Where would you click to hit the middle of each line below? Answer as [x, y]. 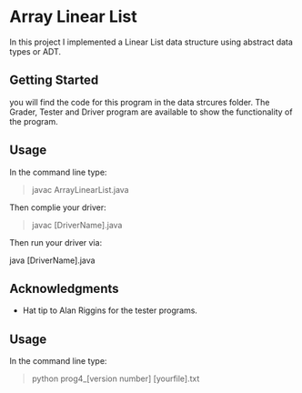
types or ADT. [35, 51]
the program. [34, 121]
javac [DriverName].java [77, 225]
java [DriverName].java [52, 260]
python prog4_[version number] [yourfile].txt [116, 378]
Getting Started [54, 81]
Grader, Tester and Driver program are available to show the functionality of [151, 112]
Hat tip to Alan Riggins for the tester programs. [110, 310]
